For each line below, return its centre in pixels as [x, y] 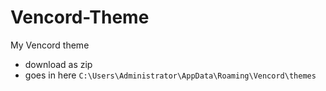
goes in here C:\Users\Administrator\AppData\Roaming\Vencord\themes [170, 75]
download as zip [58, 64]
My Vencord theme [50, 45]
